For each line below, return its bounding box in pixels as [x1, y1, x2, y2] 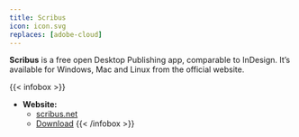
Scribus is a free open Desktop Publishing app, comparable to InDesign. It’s [9, 55, 291, 66]
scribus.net [35, 109, 78, 120]
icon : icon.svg [9, 22, 67, 31]
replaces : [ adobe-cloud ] [9, 30, 103, 39]
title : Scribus [9, 13, 67, 23]
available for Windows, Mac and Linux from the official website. [9, 64, 245, 75]
